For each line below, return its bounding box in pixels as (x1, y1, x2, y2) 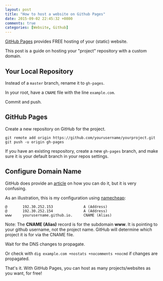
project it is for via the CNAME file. (5, 231, 74, 237)
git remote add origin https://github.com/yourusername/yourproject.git (5, 135, 156, 140)
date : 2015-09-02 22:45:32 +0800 (5, 16, 73, 21)
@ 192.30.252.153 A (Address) (5, 204, 108, 209)
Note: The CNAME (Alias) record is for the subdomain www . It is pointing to (5, 221, 158, 227)
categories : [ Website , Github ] (5, 25, 69, 30)
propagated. (5, 256, 30, 262)
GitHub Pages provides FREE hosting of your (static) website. (5, 38, 128, 44)
